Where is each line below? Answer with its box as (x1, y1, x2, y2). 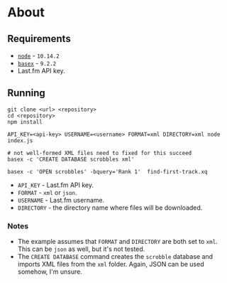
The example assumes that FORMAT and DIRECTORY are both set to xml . (17, 237, 218, 246)
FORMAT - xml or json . (17, 188, 77, 196)
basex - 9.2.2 (17, 59, 57, 68)
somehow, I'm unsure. (17, 267, 83, 276)
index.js (7, 137, 33, 144)
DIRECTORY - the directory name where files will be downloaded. (17, 203, 203, 212)
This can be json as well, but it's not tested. (17, 245, 145, 253)
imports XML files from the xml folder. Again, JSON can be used (17, 260, 204, 269)
